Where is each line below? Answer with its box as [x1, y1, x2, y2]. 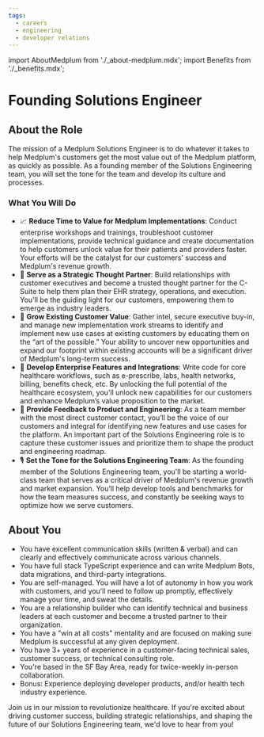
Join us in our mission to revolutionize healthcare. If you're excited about [8, 703, 245, 712]
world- [224, 467, 247, 476]
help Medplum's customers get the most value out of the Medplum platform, [8, 152, 257, 162]
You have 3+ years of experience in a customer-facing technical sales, [19, 645, 251, 655]
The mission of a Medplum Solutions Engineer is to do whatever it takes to [8, 144, 250, 154]
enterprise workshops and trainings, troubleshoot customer [19, 227, 214, 237]
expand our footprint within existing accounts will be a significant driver [19, 346, 253, 355]
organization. [19, 620, 63, 630]
